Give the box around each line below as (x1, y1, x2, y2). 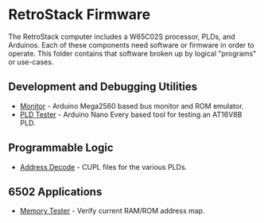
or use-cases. (8, 57, 54, 67)
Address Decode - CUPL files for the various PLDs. (19, 162, 188, 171)
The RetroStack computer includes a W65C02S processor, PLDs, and (8, 32, 236, 41)
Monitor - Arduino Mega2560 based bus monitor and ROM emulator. (19, 101, 244, 110)
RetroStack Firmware (8, 6, 151, 24)
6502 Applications (8, 185, 103, 198)
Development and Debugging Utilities (8, 80, 198, 94)
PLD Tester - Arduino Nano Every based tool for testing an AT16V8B (19, 110, 243, 119)
